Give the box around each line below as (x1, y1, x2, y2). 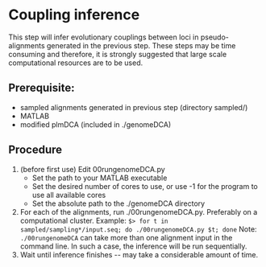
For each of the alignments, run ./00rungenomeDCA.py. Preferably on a (19, 207, 258, 216)
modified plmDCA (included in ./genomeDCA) (19, 119, 172, 129)
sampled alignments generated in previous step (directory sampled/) (19, 102, 248, 112)
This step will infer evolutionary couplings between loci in (8, 32, 199, 42)
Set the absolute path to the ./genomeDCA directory (31, 199, 206, 208)
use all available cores (31, 190, 106, 199)
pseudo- (200, 32, 230, 42)
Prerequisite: (8, 81, 75, 95)
